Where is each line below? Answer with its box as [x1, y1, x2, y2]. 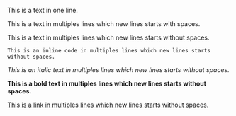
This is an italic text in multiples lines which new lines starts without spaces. [7, 66, 230, 74]
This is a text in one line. [7, 6, 78, 14]
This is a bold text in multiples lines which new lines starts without [7, 79, 207, 88]
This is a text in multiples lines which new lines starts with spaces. [7, 20, 201, 28]
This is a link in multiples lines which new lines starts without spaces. [7, 100, 209, 109]
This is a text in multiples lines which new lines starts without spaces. [7, 33, 210, 42]
